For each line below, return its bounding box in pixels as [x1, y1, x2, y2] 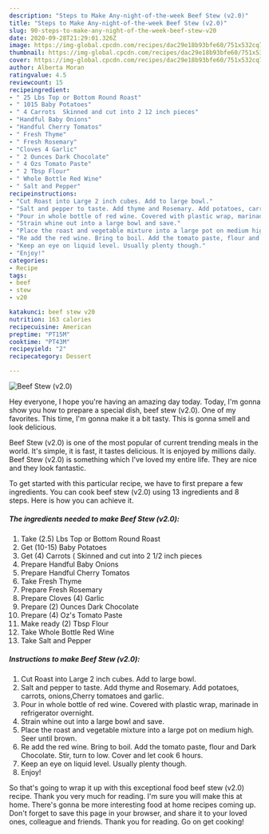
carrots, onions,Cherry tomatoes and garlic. [20, 691, 164, 701]
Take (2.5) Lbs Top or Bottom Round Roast [20, 534, 160, 543]
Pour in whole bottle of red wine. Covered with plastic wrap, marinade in [20, 699, 259, 709]
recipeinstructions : [9, 189, 78, 198]
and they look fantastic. [9, 464, 86, 472]
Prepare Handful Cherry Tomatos [20, 567, 130, 577]
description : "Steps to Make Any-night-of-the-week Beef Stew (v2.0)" [9, 11, 249, 20]
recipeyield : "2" [9, 345, 67, 354]
